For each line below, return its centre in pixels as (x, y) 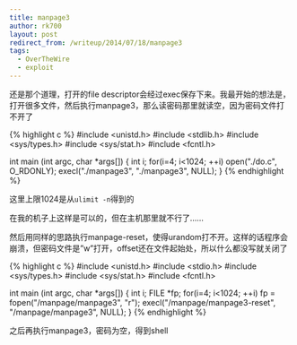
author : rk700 (36, 26)
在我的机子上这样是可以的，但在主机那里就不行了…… (107, 218)
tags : (19, 51)
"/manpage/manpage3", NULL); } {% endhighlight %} (108, 312)
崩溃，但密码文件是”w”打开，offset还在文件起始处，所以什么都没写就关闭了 (148, 248)
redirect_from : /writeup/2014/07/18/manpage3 (96, 43)
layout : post (34, 34)
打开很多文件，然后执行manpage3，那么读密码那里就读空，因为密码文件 (143, 105)
